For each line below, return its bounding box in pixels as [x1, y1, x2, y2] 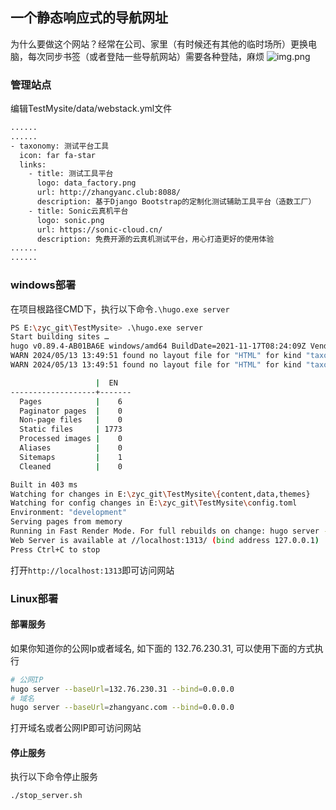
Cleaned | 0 [19, 461, 123, 472]
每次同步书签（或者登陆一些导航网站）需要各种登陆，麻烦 [27, 50, 265, 62]
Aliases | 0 [19, 443, 123, 453]
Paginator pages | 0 [19, 406, 123, 416]
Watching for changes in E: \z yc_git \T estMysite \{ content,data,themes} [10, 489, 311, 499]
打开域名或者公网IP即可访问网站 [10, 722, 142, 734]
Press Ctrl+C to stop [10, 544, 101, 555]
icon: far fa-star [19, 150, 97, 160]
